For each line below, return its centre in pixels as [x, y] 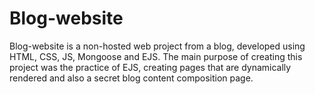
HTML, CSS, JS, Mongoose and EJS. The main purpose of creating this [156, 56]
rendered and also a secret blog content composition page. [131, 78]
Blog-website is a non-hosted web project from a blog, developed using [157, 46]
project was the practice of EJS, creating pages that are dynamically [150, 67]
